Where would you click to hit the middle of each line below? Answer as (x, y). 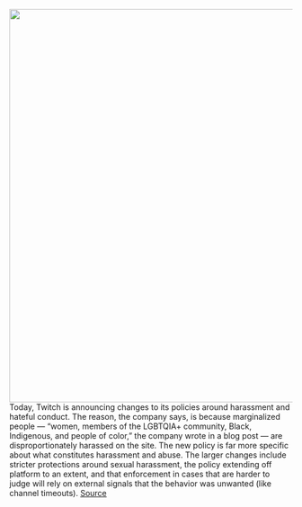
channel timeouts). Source (58, 493)
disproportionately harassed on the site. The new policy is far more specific (149, 445)
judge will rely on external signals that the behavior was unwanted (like (141, 484)
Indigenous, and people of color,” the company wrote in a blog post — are (146, 436)
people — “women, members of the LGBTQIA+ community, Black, (130, 426)
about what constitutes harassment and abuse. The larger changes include (148, 455)
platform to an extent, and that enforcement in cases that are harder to (140, 474)
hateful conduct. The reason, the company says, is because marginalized (145, 417)
